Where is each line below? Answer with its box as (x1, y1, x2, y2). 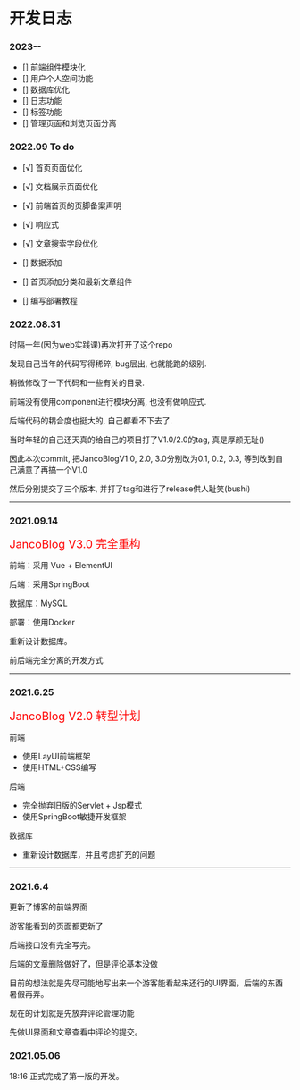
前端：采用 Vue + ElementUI (9, 560, 113, 571)
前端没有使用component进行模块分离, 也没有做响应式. (9, 397, 207, 407)
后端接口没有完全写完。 (9, 939, 96, 950)
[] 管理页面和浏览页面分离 (21, 118, 117, 129)
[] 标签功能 (21, 106, 62, 117)
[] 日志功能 (21, 96, 62, 106)
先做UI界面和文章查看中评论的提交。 (9, 1027, 143, 1037)
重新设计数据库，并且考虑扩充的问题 (21, 849, 156, 859)
